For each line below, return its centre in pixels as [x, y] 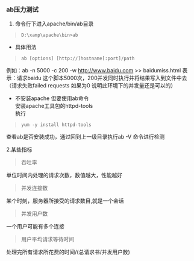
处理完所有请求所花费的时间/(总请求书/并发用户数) [68, 252]
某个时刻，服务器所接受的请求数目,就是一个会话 [65, 201]
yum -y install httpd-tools [56, 125]
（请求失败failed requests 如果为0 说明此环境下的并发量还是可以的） [91, 86]
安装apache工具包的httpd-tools [54, 106]
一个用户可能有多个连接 [35, 227]
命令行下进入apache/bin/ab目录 [54, 24]
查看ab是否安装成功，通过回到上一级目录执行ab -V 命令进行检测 [86, 137]
